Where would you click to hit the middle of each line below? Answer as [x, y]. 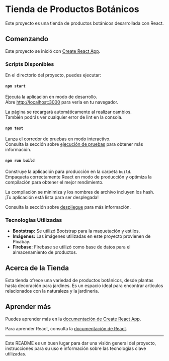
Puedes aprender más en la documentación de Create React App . [73, 319]
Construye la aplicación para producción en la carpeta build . [68, 171]
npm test [14, 128]
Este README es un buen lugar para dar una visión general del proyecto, [81, 343]
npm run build [20, 161]
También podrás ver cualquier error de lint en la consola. [64, 117]
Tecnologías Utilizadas [34, 220]
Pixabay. [21, 241]
